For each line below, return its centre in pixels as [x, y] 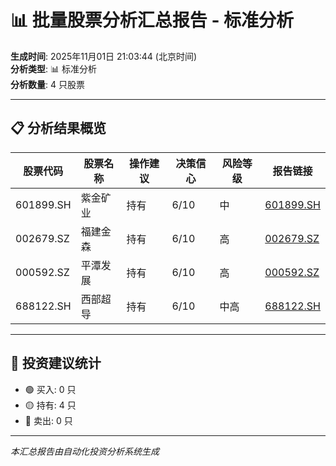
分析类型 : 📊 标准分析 [53, 68]
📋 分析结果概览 [58, 128]
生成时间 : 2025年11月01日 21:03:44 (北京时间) [104, 56]
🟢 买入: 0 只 [50, 389]
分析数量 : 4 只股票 [47, 84]
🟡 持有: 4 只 [50, 405]
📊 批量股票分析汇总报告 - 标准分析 [152, 20]
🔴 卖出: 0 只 [48, 420]
